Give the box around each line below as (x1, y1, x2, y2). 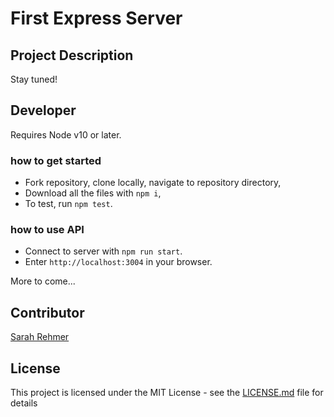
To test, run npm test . (24, 198, 113, 210)
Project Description (10, 47, 134, 64)
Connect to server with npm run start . (24, 245, 183, 257)
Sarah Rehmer (10, 331, 70, 343)
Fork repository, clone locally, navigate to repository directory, (24, 177, 282, 189)
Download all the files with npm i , (24, 187, 162, 199)
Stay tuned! (10, 73, 58, 85)
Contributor (10, 304, 85, 321)
